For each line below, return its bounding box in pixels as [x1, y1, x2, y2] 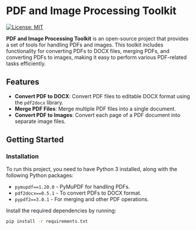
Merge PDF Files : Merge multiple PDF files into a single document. [14, 105, 177, 112]
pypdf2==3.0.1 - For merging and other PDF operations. [14, 196, 149, 203]
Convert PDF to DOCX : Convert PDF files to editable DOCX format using [14, 92, 190, 99]
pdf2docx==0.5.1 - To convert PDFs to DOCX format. [14, 189, 142, 196]
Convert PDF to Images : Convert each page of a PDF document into [14, 111, 181, 118]
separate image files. [14, 118, 66, 125]
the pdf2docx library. [14, 99, 64, 106]
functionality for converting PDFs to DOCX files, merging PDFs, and [6, 47, 170, 54]
